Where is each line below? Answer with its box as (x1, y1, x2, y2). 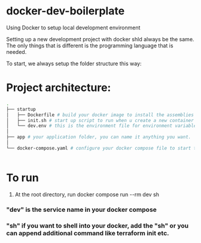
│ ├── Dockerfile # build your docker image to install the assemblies (6, 112, 194, 118)
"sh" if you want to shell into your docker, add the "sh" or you (6, 221, 189, 230)
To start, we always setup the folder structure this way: (6, 60, 142, 67)
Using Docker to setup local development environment (6, 24, 141, 31)
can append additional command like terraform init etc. (6, 229, 169, 238)
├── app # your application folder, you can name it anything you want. (6, 134, 191, 140)
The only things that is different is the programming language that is (6, 42, 173, 49)
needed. (6, 48, 27, 55)
